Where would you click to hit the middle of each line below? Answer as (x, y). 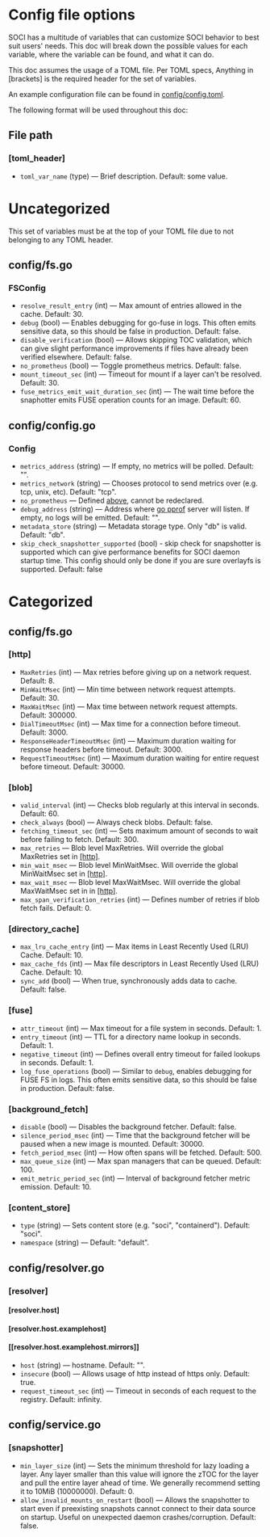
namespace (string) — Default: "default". (85, 1243)
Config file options (72, 15)
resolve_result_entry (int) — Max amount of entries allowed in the (131, 305)
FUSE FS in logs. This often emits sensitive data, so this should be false (139, 1080)
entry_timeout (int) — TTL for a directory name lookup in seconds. (131, 1037)
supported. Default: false (61, 569)
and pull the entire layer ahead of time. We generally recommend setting (140, 1482)
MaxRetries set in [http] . (60, 857)
